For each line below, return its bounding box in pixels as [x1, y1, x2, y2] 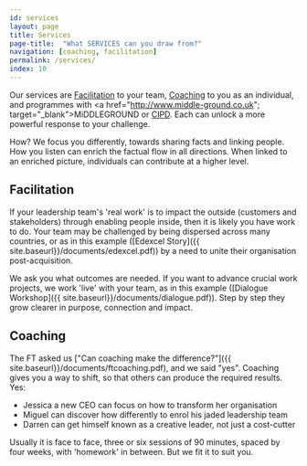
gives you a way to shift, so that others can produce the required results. [9, 372, 283, 383]
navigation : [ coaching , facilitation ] [9, 48, 157, 57]
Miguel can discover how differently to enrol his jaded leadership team [22, 408, 288, 420]
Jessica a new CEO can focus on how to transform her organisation [22, 399, 278, 410]
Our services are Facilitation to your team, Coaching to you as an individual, [9, 89, 294, 101]
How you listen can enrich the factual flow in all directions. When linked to [9, 145, 288, 156]
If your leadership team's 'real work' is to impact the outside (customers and [9, 207, 297, 217]
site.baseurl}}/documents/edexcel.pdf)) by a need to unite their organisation [9, 245, 297, 256]
